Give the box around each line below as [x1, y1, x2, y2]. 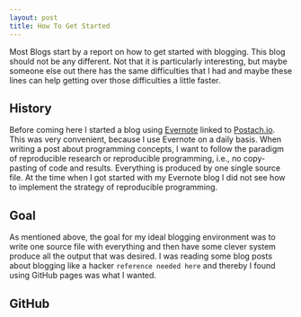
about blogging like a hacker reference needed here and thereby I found [9, 260, 276, 271]
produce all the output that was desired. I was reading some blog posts [9, 251, 272, 261]
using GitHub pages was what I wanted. [9, 270, 157, 281]
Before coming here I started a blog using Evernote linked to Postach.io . [9, 125, 276, 136]
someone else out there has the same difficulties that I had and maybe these [9, 65, 293, 76]
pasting [9, 163, 38, 173]
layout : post [9, 13, 58, 22]
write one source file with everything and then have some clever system [9, 242, 277, 252]
